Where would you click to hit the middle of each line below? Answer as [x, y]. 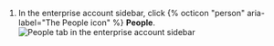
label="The [39, 23]
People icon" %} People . [109, 23]
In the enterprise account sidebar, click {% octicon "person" [132, 13]
